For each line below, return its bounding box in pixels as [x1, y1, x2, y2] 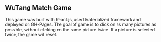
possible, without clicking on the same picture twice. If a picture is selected [5, 26, 155, 32]
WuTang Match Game [5, 4, 72, 12]
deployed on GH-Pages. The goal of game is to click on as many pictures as [5, 21, 157, 27]
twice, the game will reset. [5, 31, 58, 37]
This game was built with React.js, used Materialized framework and [5, 16, 141, 22]
